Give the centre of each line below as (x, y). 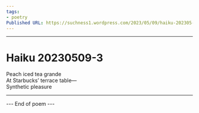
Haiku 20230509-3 (55, 58)
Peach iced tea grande (34, 74)
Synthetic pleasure (29, 87)
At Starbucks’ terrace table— (41, 80)
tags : (13, 12)
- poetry (17, 17)
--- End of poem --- (31, 104)
